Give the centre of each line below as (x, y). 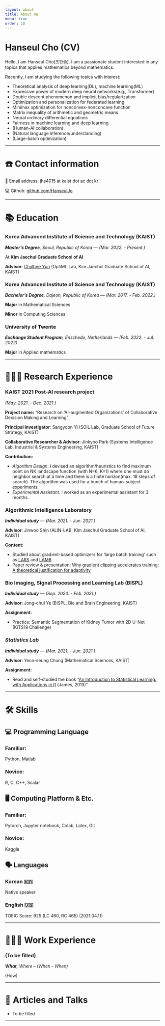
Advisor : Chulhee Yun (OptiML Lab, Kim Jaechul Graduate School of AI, (78, 266)
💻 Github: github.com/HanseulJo (39, 191)
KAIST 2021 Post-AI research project (50, 392)
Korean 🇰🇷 (19, 882)
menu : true (16, 19)
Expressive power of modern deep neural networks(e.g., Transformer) (83, 92)
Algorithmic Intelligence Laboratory (49, 510)
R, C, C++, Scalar (23, 782)
